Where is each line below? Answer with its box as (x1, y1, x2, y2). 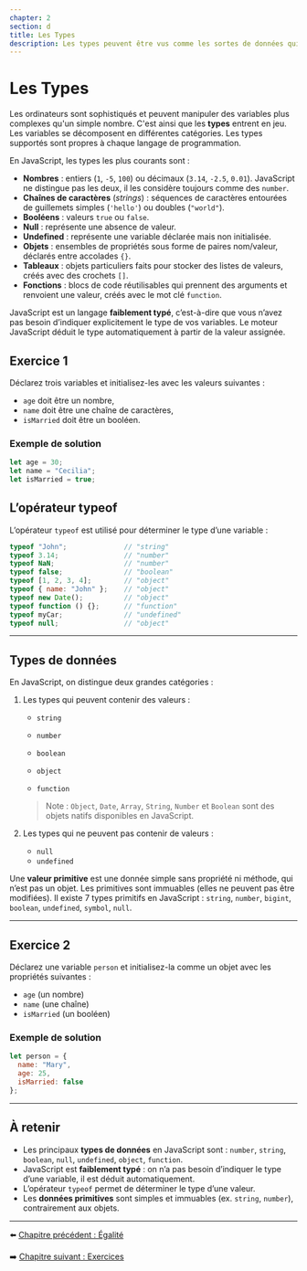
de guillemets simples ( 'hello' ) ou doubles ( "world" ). (22, 202, 226, 213)
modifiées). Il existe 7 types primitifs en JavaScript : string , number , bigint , (9, 893, 292, 904)
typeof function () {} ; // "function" (9, 601, 178, 610)
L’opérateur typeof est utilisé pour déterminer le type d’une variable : (9, 524, 269, 535)
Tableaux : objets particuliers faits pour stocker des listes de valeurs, (22, 260, 283, 271)
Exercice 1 (9, 353, 69, 368)
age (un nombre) (22, 989, 85, 1001)
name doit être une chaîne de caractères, (22, 405, 174, 416)
